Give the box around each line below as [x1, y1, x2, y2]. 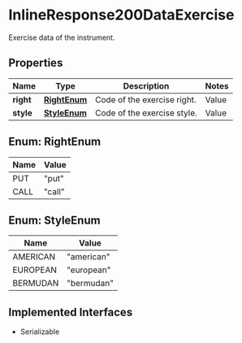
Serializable [19, 327, 60, 336]
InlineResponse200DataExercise [8, 6, 235, 24]
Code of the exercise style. [94, 107, 197, 119]
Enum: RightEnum [8, 135, 102, 149]
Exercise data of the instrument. [8, 33, 115, 42]
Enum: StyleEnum [8, 213, 101, 227]
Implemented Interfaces [8, 305, 133, 319]
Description [123, 80, 170, 91]
